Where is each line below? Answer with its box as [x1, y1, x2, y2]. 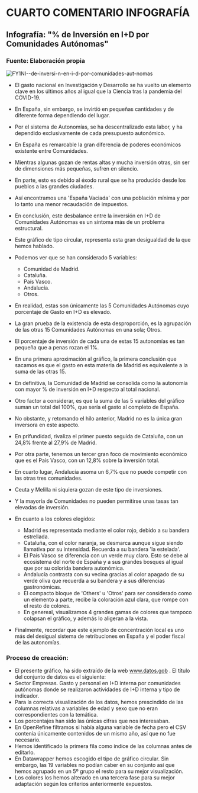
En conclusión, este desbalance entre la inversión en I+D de [14, 212, 161, 219]
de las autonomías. [14, 638, 61, 646]
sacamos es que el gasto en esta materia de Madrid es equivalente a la [14, 361, 188, 368]
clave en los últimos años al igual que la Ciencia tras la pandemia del [14, 88, 182, 95]
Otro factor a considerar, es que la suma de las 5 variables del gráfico [14, 397, 185, 404]
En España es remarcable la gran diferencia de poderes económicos [14, 141, 181, 148]
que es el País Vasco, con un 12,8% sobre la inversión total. [14, 457, 160, 464]
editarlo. [14, 749, 35, 756]
